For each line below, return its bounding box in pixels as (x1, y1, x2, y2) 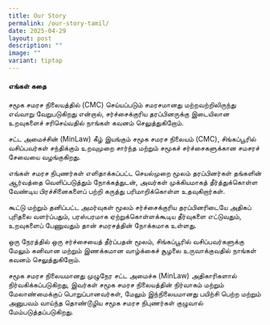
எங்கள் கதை (8, 81, 47, 91)
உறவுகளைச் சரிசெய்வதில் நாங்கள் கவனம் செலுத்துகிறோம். (8, 118, 184, 128)
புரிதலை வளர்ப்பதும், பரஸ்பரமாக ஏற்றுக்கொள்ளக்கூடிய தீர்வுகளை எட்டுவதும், (8, 212, 242, 221)
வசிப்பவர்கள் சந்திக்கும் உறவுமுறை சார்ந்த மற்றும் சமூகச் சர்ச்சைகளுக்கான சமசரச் (8, 143, 260, 153)
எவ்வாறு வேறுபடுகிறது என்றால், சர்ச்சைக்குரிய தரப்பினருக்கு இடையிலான (8, 109, 230, 119)
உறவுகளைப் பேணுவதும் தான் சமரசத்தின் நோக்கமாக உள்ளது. (8, 220, 197, 230)
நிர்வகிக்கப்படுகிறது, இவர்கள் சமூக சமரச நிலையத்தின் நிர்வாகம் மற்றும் (8, 280, 224, 290)
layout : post (8, 34, 52, 43)
